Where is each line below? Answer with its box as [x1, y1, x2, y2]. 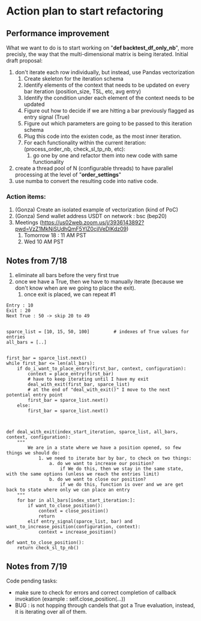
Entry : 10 [6, 302, 34, 308]
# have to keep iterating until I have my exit [28, 376, 149, 382]
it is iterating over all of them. [14, 608, 87, 615]
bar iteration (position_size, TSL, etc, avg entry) [23, 88, 142, 95]
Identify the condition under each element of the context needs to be [23, 95, 195, 101]
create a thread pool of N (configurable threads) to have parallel [14, 164, 173, 172]
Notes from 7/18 [6, 255, 68, 266]
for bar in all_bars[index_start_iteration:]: [17, 498, 136, 504]
